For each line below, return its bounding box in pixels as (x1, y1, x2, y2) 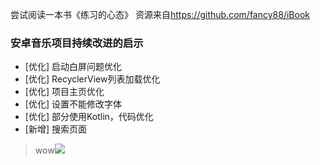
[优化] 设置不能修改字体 (24, 98, 122, 110)
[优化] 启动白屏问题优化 (24, 61, 122, 73)
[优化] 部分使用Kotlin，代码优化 (24, 111, 154, 123)
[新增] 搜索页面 (24, 123, 87, 135)
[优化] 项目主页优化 (24, 86, 105, 98)
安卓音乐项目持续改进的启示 (10, 36, 144, 50)
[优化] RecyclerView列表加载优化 (24, 73, 161, 85)
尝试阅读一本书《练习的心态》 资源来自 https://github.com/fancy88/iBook (10, 9, 310, 20)
